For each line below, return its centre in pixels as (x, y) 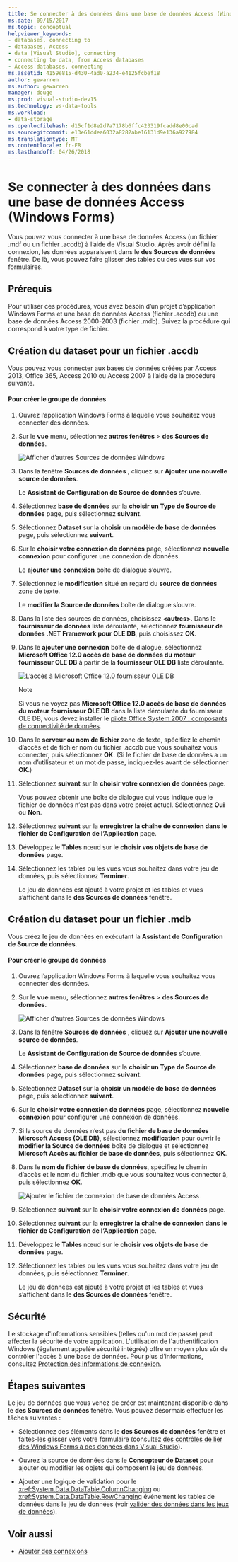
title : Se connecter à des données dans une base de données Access (111, 14)
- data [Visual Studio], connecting (62, 54)
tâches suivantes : (35, 1418)
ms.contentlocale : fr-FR (44, 146)
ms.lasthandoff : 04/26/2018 (49, 152)
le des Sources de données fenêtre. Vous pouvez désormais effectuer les (116, 1411)
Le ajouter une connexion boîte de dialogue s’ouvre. (95, 570)
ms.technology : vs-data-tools (53, 106)
